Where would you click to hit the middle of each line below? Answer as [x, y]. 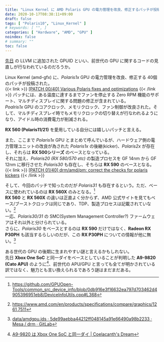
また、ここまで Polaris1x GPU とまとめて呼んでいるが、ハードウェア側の [78, 140]
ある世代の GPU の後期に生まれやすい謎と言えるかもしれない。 [69, 251]
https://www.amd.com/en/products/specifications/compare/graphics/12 [84, 304]
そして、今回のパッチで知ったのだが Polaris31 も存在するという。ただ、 [77, 185]
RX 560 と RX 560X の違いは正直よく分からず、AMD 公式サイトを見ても [78, 198]
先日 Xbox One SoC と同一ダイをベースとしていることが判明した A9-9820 [81, 257]
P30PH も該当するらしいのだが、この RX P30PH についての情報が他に [76, 234]
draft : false [18, 19]
